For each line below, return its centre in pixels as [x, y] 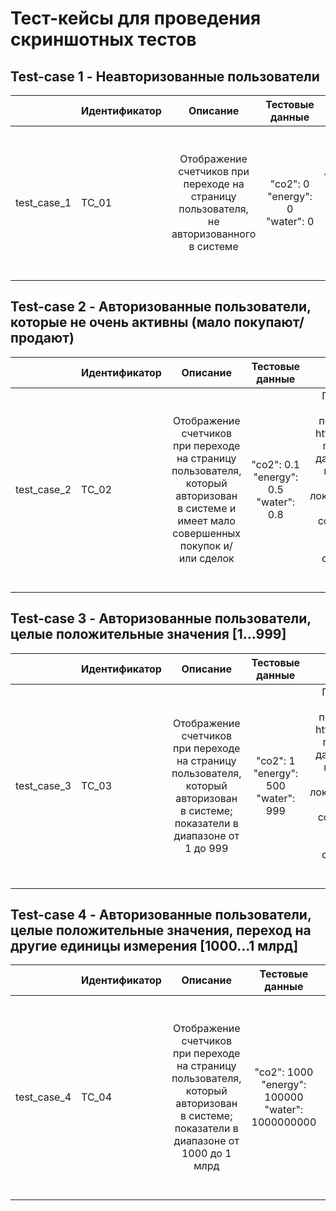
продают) [42, 338]
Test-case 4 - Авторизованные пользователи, [161, 915]
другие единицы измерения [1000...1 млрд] [154, 946]
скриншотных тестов [103, 39]
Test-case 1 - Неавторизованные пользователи [165, 76]
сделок [217, 558]
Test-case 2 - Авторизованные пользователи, [161, 307]
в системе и [207, 508]
